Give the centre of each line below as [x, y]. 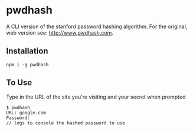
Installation [27, 51]
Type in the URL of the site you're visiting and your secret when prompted [96, 97]
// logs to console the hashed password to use [66, 123]
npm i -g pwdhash [27, 65]
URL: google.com [26, 113]
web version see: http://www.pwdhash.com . [60, 32]
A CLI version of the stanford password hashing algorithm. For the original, [97, 26]
